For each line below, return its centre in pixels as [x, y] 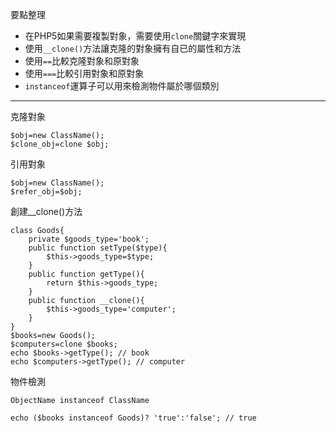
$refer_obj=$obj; [46, 192]
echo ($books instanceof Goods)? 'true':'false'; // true [133, 418]
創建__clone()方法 [46, 211]
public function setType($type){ [98, 248]
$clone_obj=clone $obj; [60, 144]
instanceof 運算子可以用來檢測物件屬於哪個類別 [122, 86]
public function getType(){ [86, 274]
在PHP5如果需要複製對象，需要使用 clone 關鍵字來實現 [135, 36]
